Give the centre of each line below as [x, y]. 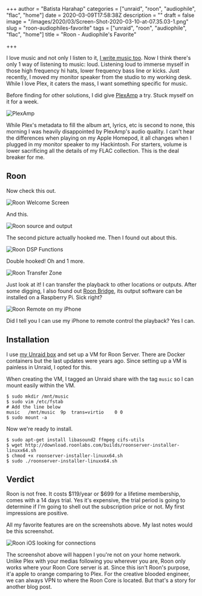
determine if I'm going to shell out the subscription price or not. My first [95, 507]
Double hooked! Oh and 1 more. [46, 261]
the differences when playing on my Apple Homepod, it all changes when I [99, 138]
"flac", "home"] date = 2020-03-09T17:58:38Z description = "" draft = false [100, 15]
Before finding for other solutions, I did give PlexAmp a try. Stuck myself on [100, 95]
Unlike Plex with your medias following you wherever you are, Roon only [96, 561]
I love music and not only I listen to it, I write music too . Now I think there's [99, 58]
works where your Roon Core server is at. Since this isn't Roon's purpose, [98, 568]
